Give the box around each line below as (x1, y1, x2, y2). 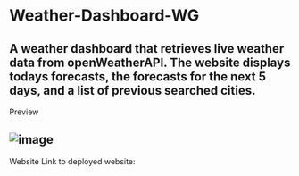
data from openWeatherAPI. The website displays (9, 54, 291, 70)
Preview (9, 106, 39, 117)
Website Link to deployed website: (9, 155, 136, 166)
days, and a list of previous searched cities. (9, 82, 256, 98)
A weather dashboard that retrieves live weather (9, 41, 285, 56)
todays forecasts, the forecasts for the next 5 (9, 69, 266, 84)
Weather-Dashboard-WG (9, 5, 199, 26)
